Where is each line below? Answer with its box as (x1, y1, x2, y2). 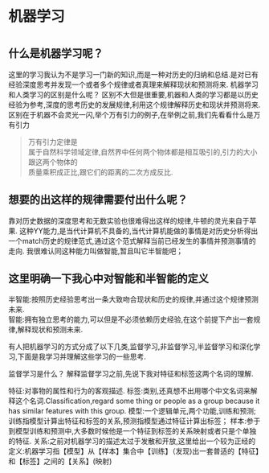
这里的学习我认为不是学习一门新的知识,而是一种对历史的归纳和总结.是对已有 (8, 69, 259, 79)
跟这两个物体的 (27, 157, 78, 167)
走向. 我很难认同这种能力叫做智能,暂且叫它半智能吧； (8, 246, 184, 256)
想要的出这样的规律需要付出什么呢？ (8, 193, 188, 207)
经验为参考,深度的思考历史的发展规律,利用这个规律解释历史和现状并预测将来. (8, 100, 261, 109)
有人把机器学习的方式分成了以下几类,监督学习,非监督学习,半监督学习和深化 (8, 342, 255, 352)
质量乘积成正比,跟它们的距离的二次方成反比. (27, 167, 173, 177)
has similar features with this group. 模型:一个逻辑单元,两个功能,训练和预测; (8, 406, 257, 416)
